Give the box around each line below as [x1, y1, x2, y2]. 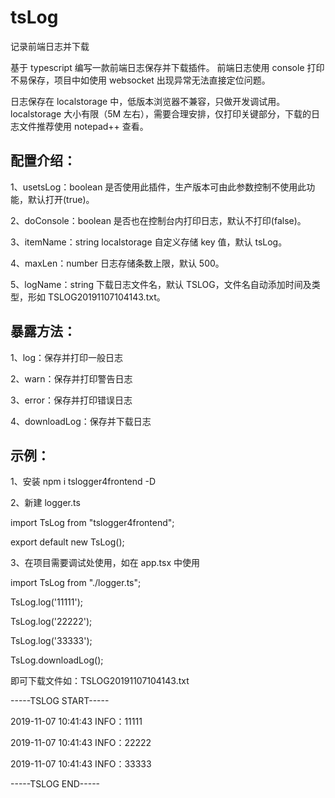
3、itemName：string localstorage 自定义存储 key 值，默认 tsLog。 [10, 236, 288, 248]
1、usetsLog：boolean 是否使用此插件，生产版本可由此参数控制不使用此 [10, 181, 307, 193]
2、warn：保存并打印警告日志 [10, 372, 133, 385]
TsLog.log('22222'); [10, 616, 93, 628]
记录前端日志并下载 [10, 40, 90, 52]
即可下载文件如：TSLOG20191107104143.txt [10, 675, 190, 687]
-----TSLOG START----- [10, 695, 110, 707]
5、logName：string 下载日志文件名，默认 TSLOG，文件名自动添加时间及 [10, 278, 312, 290]
